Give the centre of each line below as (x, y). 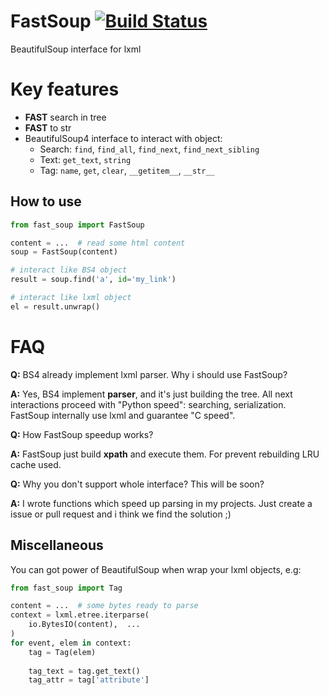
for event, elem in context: (71, 643)
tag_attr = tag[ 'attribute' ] (89, 680)
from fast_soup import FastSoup (77, 225)
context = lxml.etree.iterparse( (80, 615)
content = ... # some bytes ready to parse (104, 606)
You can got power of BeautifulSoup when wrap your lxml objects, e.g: (156, 569)
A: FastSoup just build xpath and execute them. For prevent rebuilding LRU (165, 454)
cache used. (36, 464)
